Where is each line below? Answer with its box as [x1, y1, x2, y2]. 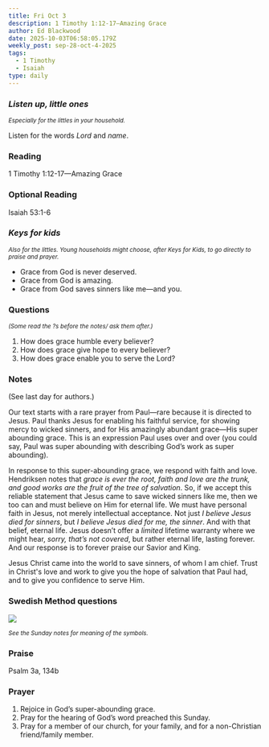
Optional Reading [8, 189, 78, 200]
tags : [8, 49, 26, 57]
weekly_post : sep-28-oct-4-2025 [8, 42, 116, 50]
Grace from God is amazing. [19, 275, 114, 285]
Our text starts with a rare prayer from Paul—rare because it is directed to [8, 407, 252, 417]
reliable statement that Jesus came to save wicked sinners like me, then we [8, 492, 259, 501]
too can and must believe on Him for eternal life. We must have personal [8, 500, 247, 510]
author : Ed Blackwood [8, 27, 81, 35]
